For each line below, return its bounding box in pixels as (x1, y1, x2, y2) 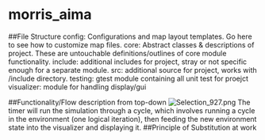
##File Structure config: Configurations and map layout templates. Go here (8, 32, 252, 41)
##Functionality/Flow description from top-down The (8, 97, 251, 107)
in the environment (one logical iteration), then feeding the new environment (8, 114, 257, 123)
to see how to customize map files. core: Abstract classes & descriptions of (8, 40, 255, 49)
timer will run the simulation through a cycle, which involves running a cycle (8, 105, 255, 115)
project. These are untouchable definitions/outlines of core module (8, 48, 227, 58)
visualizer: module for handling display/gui (8, 81, 147, 92)
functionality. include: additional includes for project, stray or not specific (8, 57, 248, 66)
